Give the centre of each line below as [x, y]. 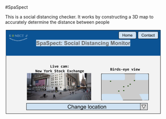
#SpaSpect [17, 7]
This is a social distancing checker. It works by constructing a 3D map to [80, 17]
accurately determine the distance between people [57, 22]
